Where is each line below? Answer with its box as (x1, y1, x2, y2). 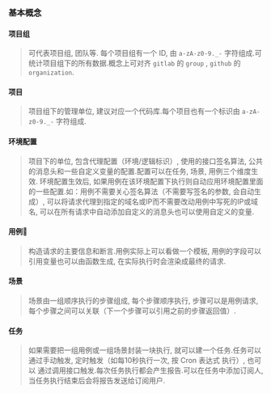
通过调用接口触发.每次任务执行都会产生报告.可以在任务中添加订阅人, (37, 366, 264, 375)
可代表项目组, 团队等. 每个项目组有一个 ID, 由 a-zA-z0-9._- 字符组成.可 (28, 49, 262, 58)
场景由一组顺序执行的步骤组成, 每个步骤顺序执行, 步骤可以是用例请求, (28, 295, 259, 305)
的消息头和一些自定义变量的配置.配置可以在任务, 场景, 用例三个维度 (28, 166, 252, 175)
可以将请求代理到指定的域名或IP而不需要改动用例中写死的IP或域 (46, 196, 259, 206)
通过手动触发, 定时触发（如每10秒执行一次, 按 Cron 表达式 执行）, (28, 356, 246, 366)
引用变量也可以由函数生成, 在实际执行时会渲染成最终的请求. (28, 256, 227, 266)
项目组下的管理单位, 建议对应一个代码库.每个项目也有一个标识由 (28, 107, 240, 116)
